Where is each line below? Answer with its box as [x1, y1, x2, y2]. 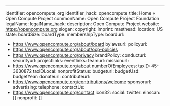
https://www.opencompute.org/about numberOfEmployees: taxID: [12, 63, 150, 69]
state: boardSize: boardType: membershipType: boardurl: [5, 31, 125, 37]
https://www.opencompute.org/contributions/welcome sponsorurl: [12, 79, 152, 85]
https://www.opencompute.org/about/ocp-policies [12, 46, 118, 52]
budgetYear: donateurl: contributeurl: [12, 74, 90, 79]
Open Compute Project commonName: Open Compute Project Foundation [5, 16, 159, 21]
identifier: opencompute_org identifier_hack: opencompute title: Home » [5, 10, 156, 16]
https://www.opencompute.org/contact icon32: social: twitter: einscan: [12, 89, 161, 95]
